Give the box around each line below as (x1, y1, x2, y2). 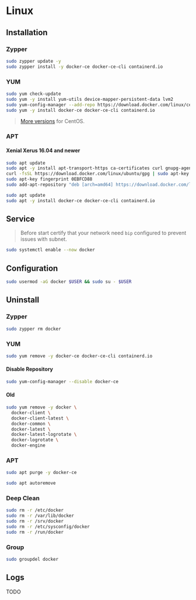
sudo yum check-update (6, 91, 61, 97)
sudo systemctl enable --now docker (6, 247, 95, 253)
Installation (6, 28, 48, 37)
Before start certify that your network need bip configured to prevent (20, 230, 187, 237)
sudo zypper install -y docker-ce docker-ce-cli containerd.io (6, 63, 163, 70)
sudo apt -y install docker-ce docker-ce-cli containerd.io (6, 197, 156, 203)
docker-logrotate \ (11, 437, 59, 443)
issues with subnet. (20, 236, 67, 243)
